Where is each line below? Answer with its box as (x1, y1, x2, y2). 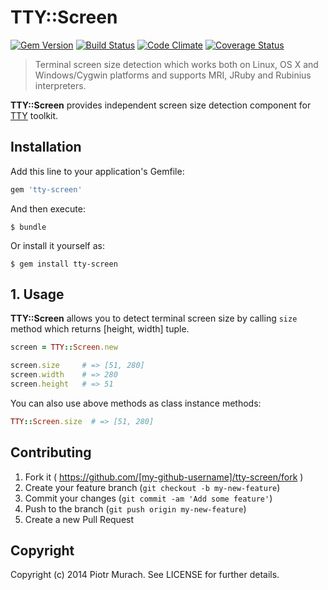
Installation (10, 139, 82, 156)
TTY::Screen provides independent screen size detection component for (10, 99, 312, 111)
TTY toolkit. (10, 109, 59, 121)
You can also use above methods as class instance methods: (10, 397, 262, 409)
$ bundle (10, 222, 47, 232)
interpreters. (34, 79, 87, 91)
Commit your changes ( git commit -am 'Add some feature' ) (24, 492, 273, 504)
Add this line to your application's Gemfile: (10, 165, 185, 177)
